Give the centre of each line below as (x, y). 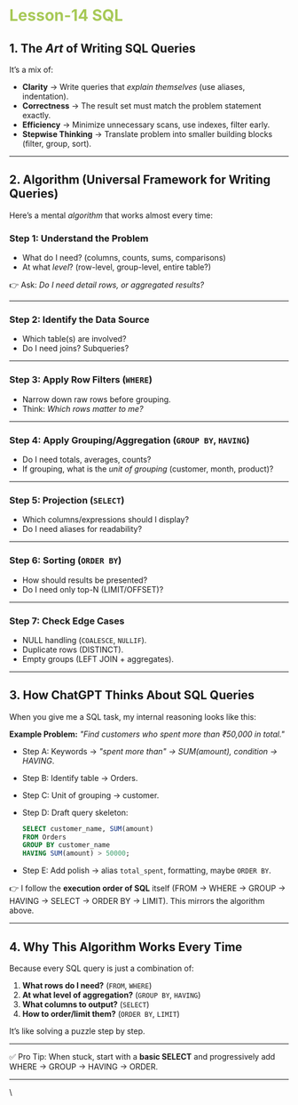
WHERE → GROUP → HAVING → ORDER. (84, 1067)
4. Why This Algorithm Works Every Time (126, 947)
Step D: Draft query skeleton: (75, 812)
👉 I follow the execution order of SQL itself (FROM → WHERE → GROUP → (148, 888)
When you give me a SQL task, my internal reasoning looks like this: (133, 716)
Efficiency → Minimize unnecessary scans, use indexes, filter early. (146, 125)
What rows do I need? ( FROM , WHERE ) (87, 986)
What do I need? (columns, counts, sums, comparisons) (124, 258)
